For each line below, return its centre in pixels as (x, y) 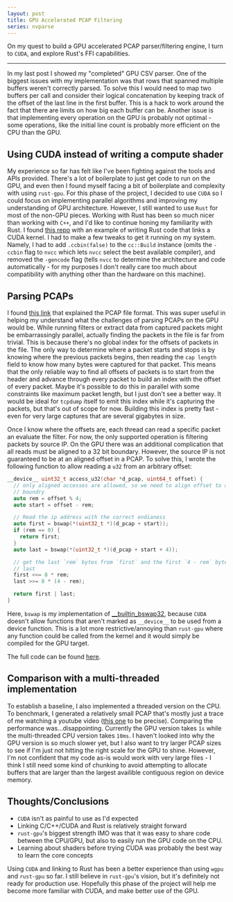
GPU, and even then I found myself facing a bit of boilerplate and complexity (116, 186)
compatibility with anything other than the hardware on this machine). (106, 274)
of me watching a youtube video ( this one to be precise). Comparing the (110, 721)
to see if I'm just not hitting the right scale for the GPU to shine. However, (112, 750)
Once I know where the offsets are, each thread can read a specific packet (114, 429)
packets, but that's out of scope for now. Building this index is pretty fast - (113, 409)
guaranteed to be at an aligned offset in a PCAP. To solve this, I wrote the (112, 459)
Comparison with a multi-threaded (83, 678)
